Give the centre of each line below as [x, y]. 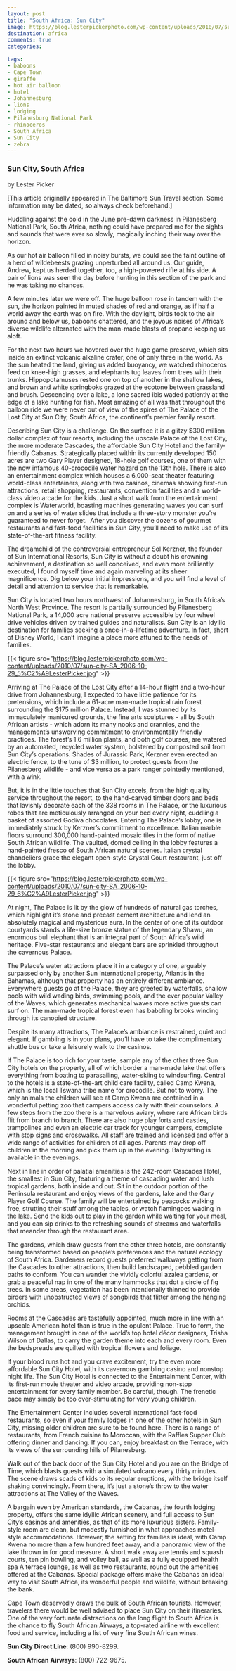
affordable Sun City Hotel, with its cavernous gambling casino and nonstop [116, 1368]
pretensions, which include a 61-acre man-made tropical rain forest [105, 701]
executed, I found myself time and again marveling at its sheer [97, 571]
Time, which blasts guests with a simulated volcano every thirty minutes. [112, 1470]
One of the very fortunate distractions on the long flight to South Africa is [113, 1618]
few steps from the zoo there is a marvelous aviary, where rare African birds [118, 1112]
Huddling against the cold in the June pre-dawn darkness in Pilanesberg [112, 219]
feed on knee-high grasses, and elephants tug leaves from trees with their [114, 372]
